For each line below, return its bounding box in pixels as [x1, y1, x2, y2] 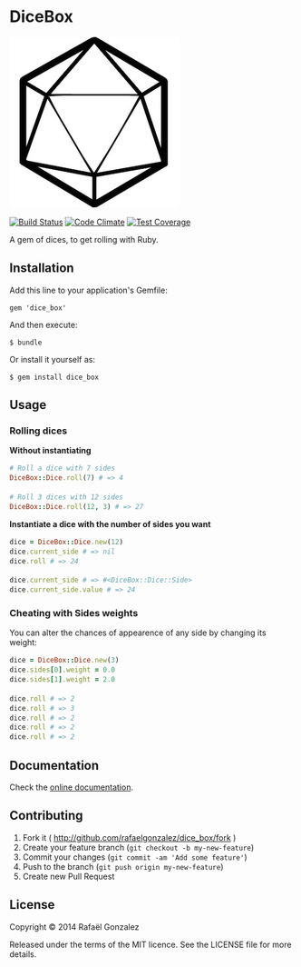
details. [9, 948, 37, 960]
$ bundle [9, 338, 43, 347]
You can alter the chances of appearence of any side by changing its [9, 627, 267, 638]
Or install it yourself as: [9, 354, 95, 364]
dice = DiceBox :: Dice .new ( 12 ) [9, 537, 124, 546]
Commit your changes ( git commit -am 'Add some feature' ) [22, 852, 248, 862]
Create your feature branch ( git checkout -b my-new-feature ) [22, 842, 255, 852]
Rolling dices [9, 424, 68, 437]
